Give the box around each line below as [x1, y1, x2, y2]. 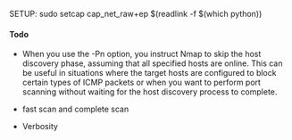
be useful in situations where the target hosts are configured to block [21, 68, 277, 78]
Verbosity [21, 121, 58, 132]
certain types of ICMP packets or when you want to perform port [21, 77, 262, 88]
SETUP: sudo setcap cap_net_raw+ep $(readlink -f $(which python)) [9, 9, 263, 19]
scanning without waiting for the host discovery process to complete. [21, 86, 278, 97]
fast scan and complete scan [21, 103, 129, 115]
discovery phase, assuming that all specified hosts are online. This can [21, 58, 283, 69]
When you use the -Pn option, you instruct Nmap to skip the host [21, 49, 262, 60]
